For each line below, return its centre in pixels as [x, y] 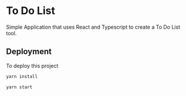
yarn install [22, 76]
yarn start [19, 87]
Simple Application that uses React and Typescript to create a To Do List [93, 27]
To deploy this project [32, 66]
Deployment [29, 52]
